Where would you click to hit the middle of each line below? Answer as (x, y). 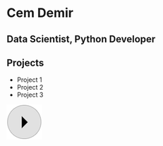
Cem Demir (40, 13)
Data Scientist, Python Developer (81, 39)
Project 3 (30, 95)
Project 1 (29, 80)
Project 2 (30, 87)
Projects (25, 62)
